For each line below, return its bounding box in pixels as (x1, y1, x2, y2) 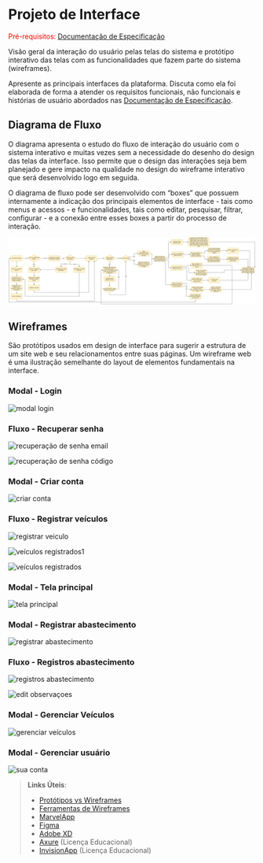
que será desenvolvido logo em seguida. (8, 172, 140, 182)
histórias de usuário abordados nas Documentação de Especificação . (8, 95, 233, 105)
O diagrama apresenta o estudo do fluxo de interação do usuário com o (8, 139, 239, 149)
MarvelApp (38, 813, 75, 822)
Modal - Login (8, 386, 63, 397)
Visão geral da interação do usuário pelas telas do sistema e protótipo (8, 46, 234, 56)
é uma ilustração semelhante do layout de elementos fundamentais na (8, 357, 236, 367)
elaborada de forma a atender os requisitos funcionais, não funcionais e (8, 87, 241, 96)
